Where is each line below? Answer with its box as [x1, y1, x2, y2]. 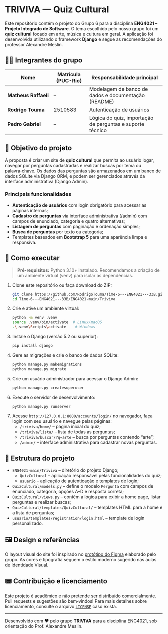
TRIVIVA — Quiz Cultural [5, 4, 109, 15]
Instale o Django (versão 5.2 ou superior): [12, 334, 98, 340]
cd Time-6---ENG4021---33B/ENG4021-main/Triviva [12, 296, 116, 301]
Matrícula [57, 71, 81, 78]
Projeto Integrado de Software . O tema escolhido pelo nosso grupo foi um [5, 25, 159, 31]
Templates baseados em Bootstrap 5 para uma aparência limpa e [12, 234, 147, 240]
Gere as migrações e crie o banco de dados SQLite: [12, 352, 119, 358]
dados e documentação [89, 92, 145, 99]
